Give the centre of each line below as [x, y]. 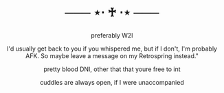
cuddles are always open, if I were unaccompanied [112, 83]
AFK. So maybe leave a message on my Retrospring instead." [112, 56]
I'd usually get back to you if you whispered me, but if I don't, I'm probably [112, 49]
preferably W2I [112, 36]
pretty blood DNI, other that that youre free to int [112, 69]
